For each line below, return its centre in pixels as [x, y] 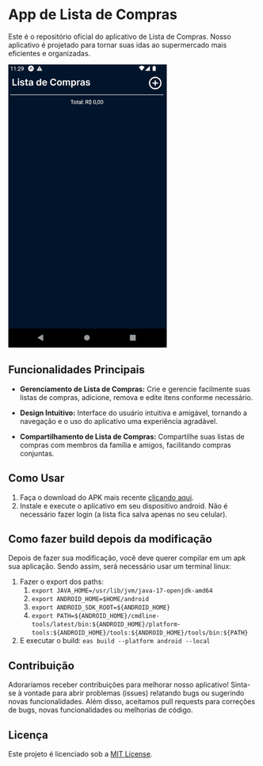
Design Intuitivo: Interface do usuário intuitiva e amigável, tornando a [133, 413]
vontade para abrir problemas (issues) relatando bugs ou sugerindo [134, 693]
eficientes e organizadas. [50, 53]
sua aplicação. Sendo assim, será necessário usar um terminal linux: [120, 566]
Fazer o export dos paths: [62, 582]
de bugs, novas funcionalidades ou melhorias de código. [101, 710]
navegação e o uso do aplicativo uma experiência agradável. [118, 421]
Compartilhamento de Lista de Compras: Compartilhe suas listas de [132, 436]
